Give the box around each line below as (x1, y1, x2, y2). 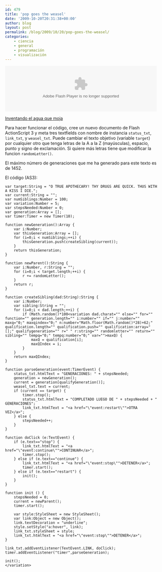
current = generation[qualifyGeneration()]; (14, 380, 105, 385)
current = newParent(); (14, 499, 62, 504)
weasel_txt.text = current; (14, 384, 70, 389)
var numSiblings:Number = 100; (5, 197, 68, 202)
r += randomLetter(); (22, 273, 66, 279)
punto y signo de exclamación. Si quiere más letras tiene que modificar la (5, 145, 151, 151)
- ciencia (14, 39, 34, 44)
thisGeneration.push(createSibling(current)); (22, 239, 118, 245)
